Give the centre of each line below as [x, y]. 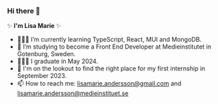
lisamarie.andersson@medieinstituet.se [73, 93]
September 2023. [42, 76]
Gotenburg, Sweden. [46, 54]
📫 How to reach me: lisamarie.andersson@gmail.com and [99, 83]
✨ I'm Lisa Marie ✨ [34, 26]
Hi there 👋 [24, 11]
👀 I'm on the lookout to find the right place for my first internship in [111, 68]
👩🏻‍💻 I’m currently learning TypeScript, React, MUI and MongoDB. [109, 40]
